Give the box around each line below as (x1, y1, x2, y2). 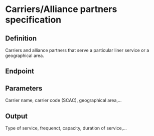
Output (5, 111, 28, 120)
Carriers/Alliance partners (5, 3, 117, 15)
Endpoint (5, 67, 34, 75)
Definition (5, 34, 37, 42)
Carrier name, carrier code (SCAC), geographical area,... (5, 97, 122, 103)
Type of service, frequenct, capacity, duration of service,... (5, 125, 127, 131)
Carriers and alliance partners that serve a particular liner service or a (5, 47, 149, 53)
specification (5, 14, 62, 25)
